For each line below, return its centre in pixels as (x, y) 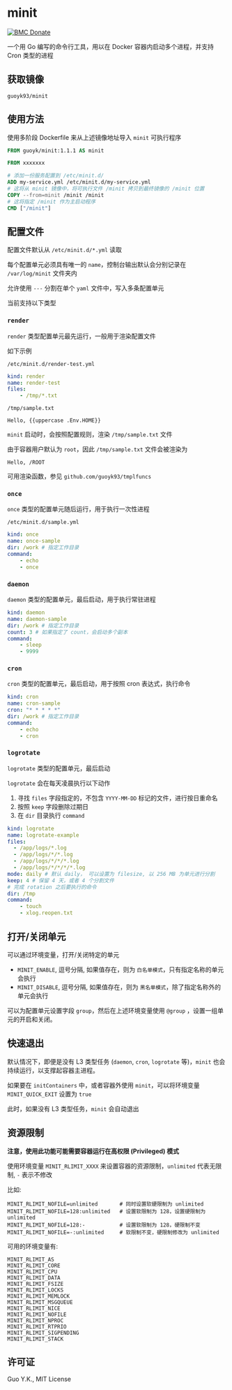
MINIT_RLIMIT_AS (31, 1259)
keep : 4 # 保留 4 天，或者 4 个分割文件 (61, 880)
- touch (31, 907)
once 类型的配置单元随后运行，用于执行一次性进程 (78, 509)
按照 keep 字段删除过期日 (53, 806)
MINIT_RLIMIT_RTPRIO (37, 1326)
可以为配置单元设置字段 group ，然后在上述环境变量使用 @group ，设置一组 (113, 1010)
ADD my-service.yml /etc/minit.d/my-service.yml (79, 182)
